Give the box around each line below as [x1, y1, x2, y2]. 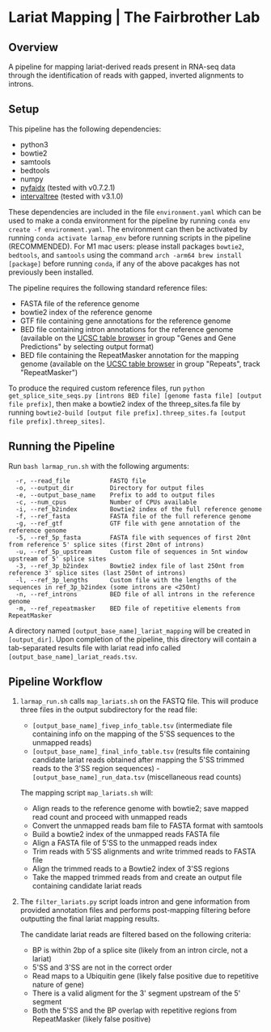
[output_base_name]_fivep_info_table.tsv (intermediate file [32, 721, 233, 731]
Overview [8, 41, 59, 54]
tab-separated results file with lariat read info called [8, 642, 181, 652]
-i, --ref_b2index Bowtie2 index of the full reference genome [15, 505, 263, 514]
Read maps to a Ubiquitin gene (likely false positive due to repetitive [32, 971, 259, 981]
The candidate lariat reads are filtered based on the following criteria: [19, 930, 252, 940]
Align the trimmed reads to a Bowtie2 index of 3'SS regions [32, 864, 230, 874]
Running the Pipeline [8, 440, 116, 454]
